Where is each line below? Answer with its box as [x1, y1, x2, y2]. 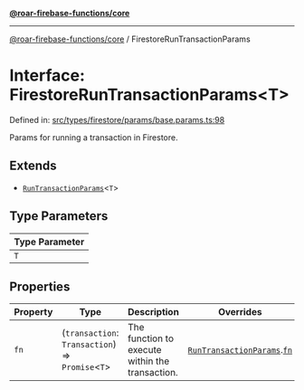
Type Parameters [9, 208, 109, 224]
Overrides [218, 306, 262, 319]
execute [128, 344, 162, 357]
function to [128, 332, 175, 345]
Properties [9, 279, 71, 294]
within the [128, 355, 170, 367]
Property [14, 306, 53, 319]
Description [128, 306, 179, 319]
